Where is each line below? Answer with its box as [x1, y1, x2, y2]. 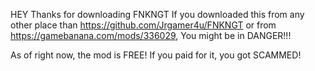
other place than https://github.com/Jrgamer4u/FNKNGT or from [10, 19, 277, 31]
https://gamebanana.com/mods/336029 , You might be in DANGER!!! [10, 30, 292, 41]
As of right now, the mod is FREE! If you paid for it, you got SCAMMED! [10, 49, 302, 61]
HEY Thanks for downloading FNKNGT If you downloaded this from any [10, 9, 305, 20]
